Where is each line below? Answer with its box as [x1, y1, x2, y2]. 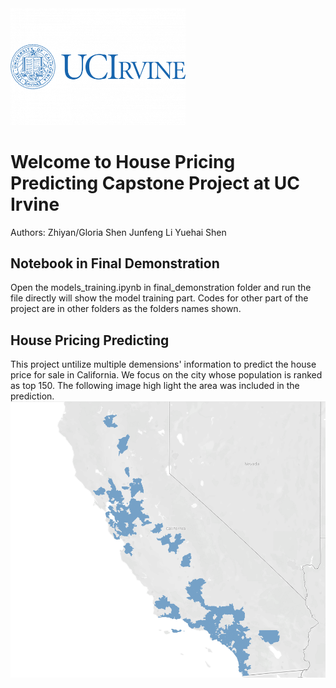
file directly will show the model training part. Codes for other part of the [10, 292, 309, 304]
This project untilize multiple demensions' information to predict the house [10, 358, 317, 371]
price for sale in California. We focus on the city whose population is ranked [10, 369, 323, 381]
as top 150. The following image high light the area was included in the [10, 380, 300, 392]
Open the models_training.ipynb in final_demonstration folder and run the [10, 282, 312, 294]
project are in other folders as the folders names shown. [10, 303, 242, 315]
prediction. [10, 390, 55, 402]
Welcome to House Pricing [10, 150, 236, 173]
